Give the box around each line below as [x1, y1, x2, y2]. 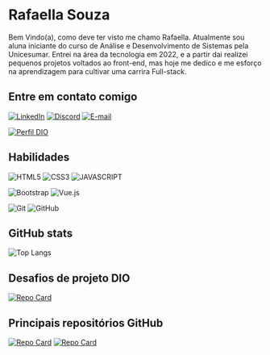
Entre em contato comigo [8, 90, 138, 104]
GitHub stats [8, 226, 73, 240]
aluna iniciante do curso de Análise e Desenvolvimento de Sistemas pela [8, 40, 249, 50]
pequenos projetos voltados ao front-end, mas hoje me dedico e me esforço [8, 58, 262, 68]
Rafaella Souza [8, 6, 110, 24]
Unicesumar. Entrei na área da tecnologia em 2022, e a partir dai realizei [8, 49, 248, 59]
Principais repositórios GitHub [8, 316, 164, 330]
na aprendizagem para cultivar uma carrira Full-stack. [8, 66, 187, 76]
